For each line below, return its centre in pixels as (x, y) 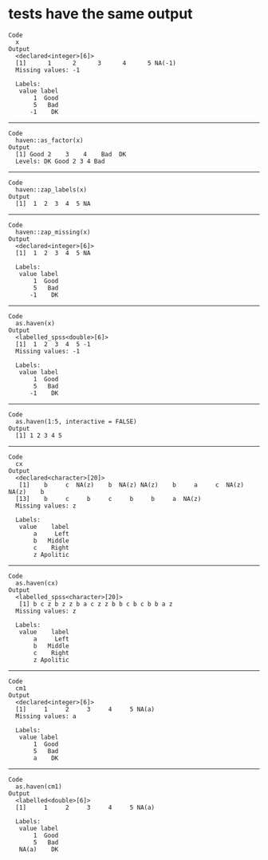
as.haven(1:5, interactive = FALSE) (76, 421)
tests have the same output (100, 14)
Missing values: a (46, 716)
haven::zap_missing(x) (53, 232)
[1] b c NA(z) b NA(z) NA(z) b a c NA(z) (132, 485)
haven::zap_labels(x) (51, 189)
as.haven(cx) (37, 583)
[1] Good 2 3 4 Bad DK (71, 154)
